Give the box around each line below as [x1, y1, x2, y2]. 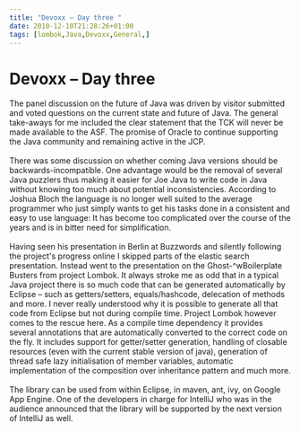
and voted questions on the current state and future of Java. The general [9, 108, 279, 119]
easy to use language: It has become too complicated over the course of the [9, 213, 291, 224]
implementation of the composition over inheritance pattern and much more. [9, 365, 291, 376]
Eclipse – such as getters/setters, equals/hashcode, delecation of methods [9, 289, 285, 300]
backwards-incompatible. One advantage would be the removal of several [9, 165, 283, 176]
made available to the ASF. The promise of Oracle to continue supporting [9, 127, 279, 137]
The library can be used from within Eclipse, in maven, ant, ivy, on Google [9, 384, 281, 395]
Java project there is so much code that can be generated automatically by [9, 279, 287, 290]
